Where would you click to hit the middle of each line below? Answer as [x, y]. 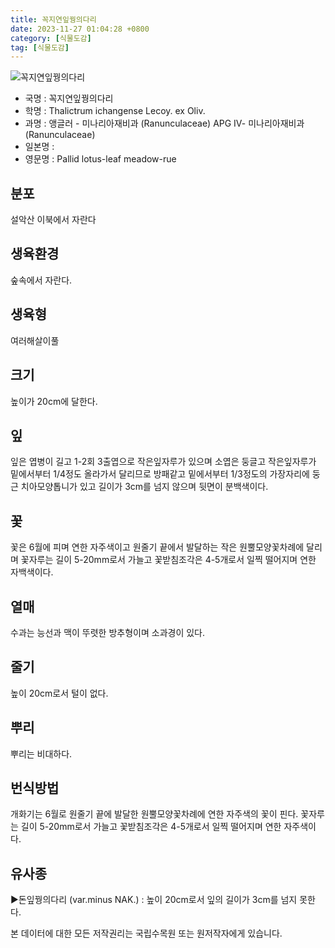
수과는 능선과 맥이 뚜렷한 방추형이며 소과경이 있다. [108, 632]
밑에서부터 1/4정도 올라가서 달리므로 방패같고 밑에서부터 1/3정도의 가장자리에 [160, 474]
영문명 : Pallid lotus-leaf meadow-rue [100, 159]
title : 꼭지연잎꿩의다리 [53, 19]
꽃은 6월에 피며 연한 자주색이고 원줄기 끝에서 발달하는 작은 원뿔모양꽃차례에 [157, 547]
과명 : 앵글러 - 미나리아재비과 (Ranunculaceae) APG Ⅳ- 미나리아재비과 [164, 123]
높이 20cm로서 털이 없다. [59, 693]
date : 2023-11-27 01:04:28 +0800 [80, 29]
